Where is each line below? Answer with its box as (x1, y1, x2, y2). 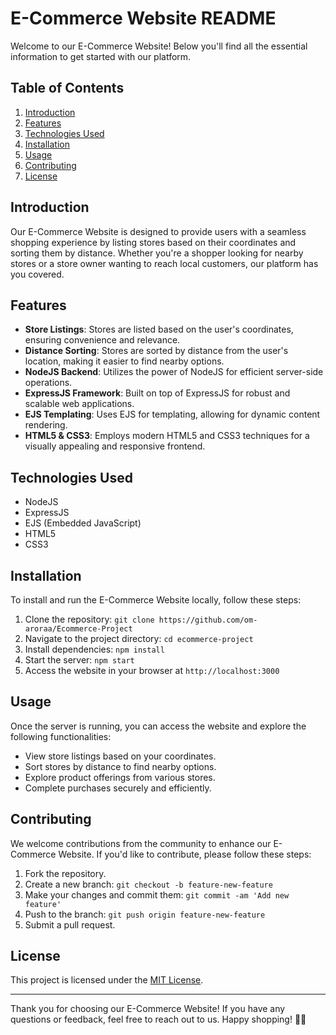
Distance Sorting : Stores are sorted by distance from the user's (24, 345, 289, 357)
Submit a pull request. (24, 918, 116, 931)
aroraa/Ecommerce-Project (24, 624, 133, 634)
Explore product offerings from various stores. (24, 771, 216, 783)
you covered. (10, 268, 65, 280)
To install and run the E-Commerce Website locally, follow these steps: (10, 594, 302, 606)
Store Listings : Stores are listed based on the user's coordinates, (24, 323, 294, 336)
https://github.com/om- (158, 615, 258, 625)
